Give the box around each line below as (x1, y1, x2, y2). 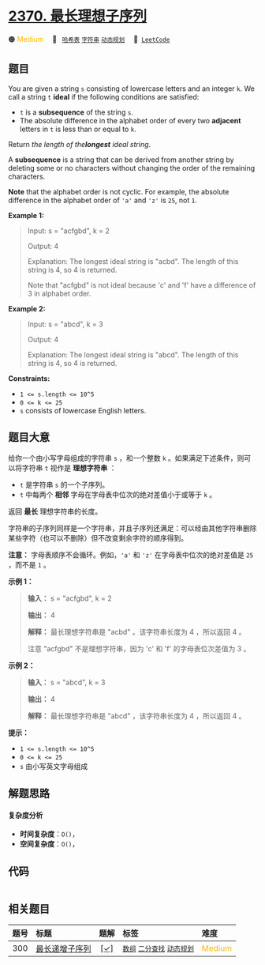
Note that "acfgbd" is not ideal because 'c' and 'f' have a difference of (27, 280, 256, 289)
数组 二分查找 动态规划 (122, 944, 195, 953)
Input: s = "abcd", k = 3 (27, 319, 104, 329)
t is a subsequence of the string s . (19, 107, 134, 117)
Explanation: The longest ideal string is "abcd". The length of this (27, 349, 239, 360)
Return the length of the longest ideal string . (8, 139, 151, 149)
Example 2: (8, 303, 46, 313)
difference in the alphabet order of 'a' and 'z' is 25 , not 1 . (8, 195, 197, 205)
